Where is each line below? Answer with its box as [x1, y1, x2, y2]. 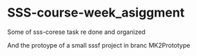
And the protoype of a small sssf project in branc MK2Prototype [7, 41, 191, 49]
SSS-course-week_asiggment [7, 5, 185, 21]
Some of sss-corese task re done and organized [7, 28, 146, 36]
